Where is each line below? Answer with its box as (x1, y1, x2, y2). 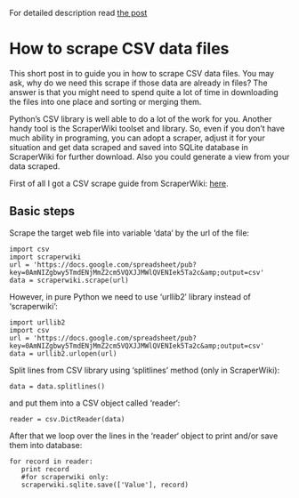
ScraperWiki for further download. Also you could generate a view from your (9, 151, 290, 162)
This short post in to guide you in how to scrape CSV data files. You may (9, 68, 274, 78)
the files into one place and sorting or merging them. (9, 96, 202, 107)
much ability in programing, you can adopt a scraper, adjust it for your (9, 133, 265, 143)
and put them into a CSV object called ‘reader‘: (9, 398, 181, 408)
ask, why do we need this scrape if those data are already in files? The (9, 77, 269, 88)
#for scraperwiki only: (20, 472, 109, 481)
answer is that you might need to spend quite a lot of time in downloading (9, 86, 279, 97)
